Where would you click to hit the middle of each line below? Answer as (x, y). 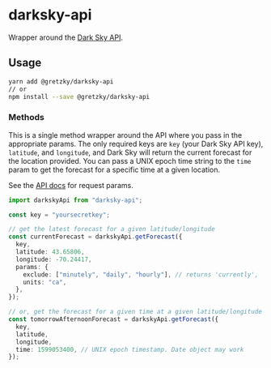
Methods (26, 118)
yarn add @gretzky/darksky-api (61, 81)
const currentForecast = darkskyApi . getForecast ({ (95, 237)
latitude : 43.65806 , (50, 252)
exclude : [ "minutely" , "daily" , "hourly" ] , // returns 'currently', (141, 274)
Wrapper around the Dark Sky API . (66, 37)
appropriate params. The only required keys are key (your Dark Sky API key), (136, 143)
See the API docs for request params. (71, 185)
